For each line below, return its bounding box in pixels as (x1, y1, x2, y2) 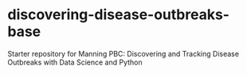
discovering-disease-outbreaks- (7, 6, 230, 24)
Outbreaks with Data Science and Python (7, 57, 143, 67)
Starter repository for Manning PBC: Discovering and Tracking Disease (7, 49, 240, 58)
